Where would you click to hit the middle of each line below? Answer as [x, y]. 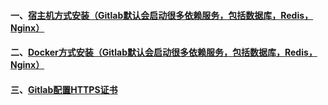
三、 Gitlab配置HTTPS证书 [64, 89]
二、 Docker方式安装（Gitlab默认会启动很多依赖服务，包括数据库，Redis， [164, 52]
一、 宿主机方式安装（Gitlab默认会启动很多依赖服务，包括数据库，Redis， [162, 15]
